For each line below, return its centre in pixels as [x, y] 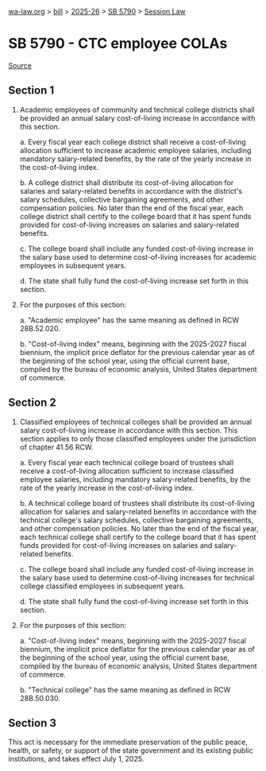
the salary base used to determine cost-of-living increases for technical [137, 577]
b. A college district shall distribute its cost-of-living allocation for [127, 183]
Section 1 [31, 91]
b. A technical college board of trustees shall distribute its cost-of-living [137, 503]
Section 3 [33, 723]
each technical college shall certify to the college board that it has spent [138, 537]
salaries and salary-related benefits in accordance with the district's [131, 191]
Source [20, 65]
